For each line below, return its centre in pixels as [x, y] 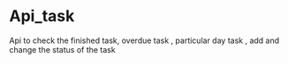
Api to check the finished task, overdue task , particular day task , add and [144, 40]
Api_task [42, 16]
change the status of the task [63, 49]
